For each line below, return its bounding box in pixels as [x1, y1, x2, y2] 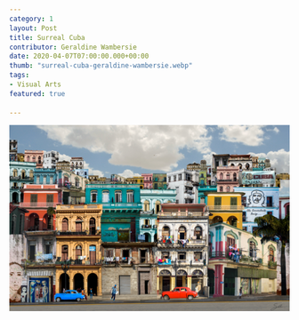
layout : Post [9, 23, 58, 33]
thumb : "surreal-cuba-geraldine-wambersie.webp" [9, 61, 193, 70]
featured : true [9, 89, 66, 98]
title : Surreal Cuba [9, 33, 86, 42]
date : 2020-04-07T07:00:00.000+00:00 [9, 52, 149, 61]
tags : [9, 71, 29, 80]
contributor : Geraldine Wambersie [9, 43, 138, 52]
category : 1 [9, 14, 53, 23]
